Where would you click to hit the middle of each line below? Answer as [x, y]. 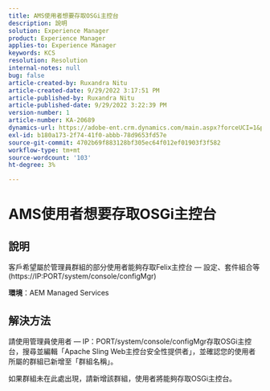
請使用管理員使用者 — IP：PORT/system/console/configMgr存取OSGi [123, 341]
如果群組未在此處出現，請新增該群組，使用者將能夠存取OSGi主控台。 [123, 378]
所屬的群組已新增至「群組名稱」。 [63, 361]
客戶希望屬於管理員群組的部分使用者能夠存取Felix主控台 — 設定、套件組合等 [134, 267]
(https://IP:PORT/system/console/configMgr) [82, 276]
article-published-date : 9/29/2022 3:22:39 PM [88, 105]
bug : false [27, 75]
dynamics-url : [32, 128]
